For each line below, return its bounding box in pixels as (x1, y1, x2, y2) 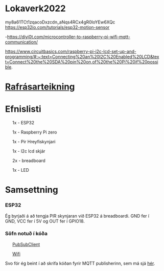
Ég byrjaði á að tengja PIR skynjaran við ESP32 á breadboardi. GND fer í (5, 213, 149, 219)
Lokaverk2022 (5, 3, 66, 14)
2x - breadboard (12, 158, 46, 164)
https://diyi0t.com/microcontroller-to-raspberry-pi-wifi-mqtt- (7, 34, 131, 40)
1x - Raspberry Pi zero (12, 129, 57, 135)
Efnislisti (5, 104, 42, 115)
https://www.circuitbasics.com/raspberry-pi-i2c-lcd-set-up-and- (5, 48, 137, 54)
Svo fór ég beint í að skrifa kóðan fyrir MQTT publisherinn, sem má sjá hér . (5, 260, 155, 266)
